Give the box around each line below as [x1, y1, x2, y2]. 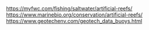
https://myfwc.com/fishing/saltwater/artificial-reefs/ [6, 5, 133, 12]
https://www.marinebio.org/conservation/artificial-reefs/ [6, 11, 143, 18]
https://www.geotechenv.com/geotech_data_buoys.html [6, 18, 143, 24]
